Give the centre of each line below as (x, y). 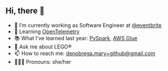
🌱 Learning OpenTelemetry (47, 31)
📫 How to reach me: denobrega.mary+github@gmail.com (85, 53)
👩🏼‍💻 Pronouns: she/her (43, 62)
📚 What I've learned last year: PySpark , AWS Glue (76, 38)
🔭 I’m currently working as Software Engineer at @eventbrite (88, 25)
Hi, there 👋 (25, 11)
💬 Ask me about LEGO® (43, 46)
